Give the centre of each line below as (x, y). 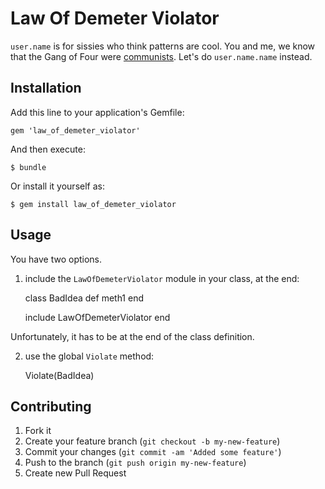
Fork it (38, 431)
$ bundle (28, 167)
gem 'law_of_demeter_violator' (75, 130)
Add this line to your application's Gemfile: (97, 112)
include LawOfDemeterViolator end (97, 317)
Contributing (51, 406)
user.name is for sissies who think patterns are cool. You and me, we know (163, 46)
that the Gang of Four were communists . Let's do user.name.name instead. (161, 56)
